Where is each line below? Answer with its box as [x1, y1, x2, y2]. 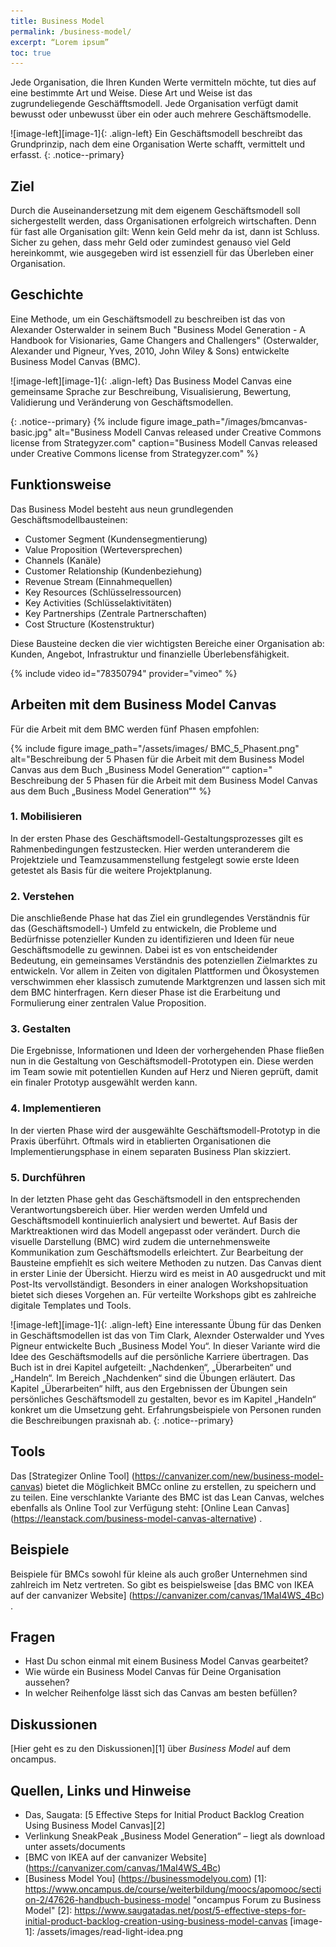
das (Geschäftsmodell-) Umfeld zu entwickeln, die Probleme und [10, 923, 277, 935]
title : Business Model [10, 16, 105, 26]
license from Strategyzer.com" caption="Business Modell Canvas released [10, 436, 318, 449]
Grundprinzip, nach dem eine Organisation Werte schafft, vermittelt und [10, 138, 306, 150]
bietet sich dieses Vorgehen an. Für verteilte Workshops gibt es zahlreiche [10, 1288, 317, 1300]
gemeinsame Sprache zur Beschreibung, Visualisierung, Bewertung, [10, 385, 292, 397]
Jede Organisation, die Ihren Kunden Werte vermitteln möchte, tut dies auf [10, 76, 317, 89]
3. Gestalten [10, 1022, 72, 1036]
